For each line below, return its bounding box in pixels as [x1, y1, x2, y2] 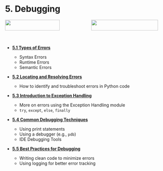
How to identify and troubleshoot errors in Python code [19, 83, 130, 89]
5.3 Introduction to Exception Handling [12, 92, 92, 98]
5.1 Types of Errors [12, 45, 51, 51]
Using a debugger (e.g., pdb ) [19, 131, 76, 137]
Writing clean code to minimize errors [19, 155, 95, 161]
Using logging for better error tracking [19, 160, 96, 166]
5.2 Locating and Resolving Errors [12, 74, 82, 80]
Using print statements [19, 126, 65, 132]
